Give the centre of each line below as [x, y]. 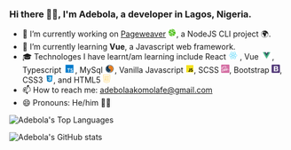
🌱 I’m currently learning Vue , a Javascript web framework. [129, 47]
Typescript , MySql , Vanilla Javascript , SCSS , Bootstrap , [152, 70]
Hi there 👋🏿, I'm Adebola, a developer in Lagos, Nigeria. [130, 14]
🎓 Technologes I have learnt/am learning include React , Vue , [148, 57]
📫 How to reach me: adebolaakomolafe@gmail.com [117, 90]
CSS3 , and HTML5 [61, 80]
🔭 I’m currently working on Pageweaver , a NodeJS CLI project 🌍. [146, 34]
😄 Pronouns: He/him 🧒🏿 [67, 103]
